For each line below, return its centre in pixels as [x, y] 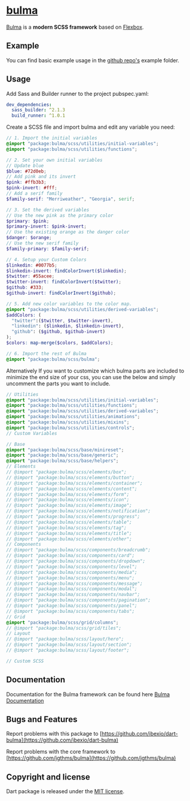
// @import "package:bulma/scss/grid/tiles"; [64, 628]
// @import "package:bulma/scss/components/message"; [75, 584]
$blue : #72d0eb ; [26, 171]
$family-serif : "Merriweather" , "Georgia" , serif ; [71, 199]
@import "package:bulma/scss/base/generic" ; [62, 455]
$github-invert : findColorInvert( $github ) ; [61, 293]
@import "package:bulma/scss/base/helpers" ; [62, 461]
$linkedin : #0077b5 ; [32, 265]
